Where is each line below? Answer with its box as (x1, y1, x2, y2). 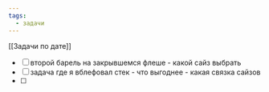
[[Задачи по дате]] (8, 41, 71, 50)
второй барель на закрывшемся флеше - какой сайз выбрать (30, 58, 242, 67)
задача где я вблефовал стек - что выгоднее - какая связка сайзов (30, 67, 261, 77)
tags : (8, 11, 26, 20)
